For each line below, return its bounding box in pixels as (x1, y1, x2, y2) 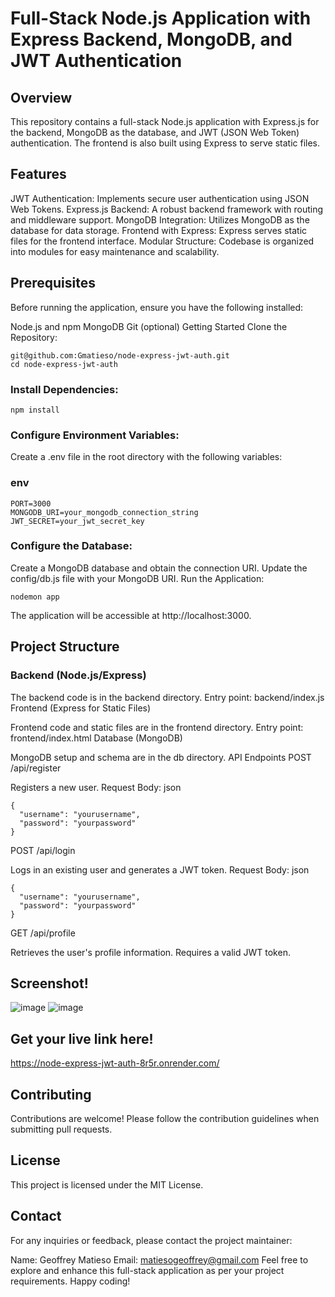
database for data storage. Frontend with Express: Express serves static (10, 224, 308, 236)
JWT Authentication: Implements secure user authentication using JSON (10, 192, 310, 204)
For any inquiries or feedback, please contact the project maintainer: (10, 1234, 293, 1246)
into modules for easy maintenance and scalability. (10, 245, 220, 257)
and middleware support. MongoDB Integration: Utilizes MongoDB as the (10, 213, 310, 226)
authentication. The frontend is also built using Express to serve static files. (10, 137, 321, 149)
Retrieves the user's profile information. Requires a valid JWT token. (10, 946, 291, 958)
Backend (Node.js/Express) (10, 668, 147, 682)
